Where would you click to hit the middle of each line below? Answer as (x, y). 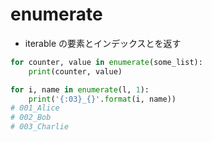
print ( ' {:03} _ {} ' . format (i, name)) (102, 99)
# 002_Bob (31, 118)
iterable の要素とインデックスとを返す (103, 43)
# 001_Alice (35, 108)
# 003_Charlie (40, 127)
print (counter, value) (75, 71)
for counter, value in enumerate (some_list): (106, 62)
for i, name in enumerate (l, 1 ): (80, 89)
